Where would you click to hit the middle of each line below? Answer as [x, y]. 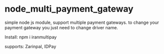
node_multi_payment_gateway [69, 9]
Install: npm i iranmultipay [31, 37]
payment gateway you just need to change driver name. [61, 27]
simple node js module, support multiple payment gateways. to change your [82, 22]
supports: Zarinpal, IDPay [30, 46]
